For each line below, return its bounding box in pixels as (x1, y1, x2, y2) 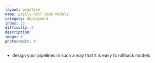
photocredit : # (5, 39, 36, 44)
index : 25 (5, 21, 25, 26)
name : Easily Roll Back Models (5, 12, 69, 17)
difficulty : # (5, 25, 34, 30)
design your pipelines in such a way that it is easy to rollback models (12, 52, 150, 58)
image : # (5, 35, 23, 40)
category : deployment (5, 16, 49, 21)
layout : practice (5, 7, 40, 12)
